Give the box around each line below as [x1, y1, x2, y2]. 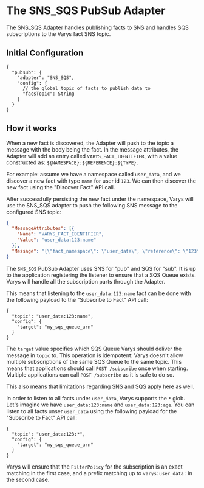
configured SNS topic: [6, 208, 62, 215]
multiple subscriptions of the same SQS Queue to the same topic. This [6, 358, 182, 365]
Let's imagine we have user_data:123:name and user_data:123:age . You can [6, 401, 195, 408]
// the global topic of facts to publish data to [22, 85, 151, 91]
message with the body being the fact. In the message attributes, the [6, 145, 179, 153]
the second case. [6, 476, 50, 483]
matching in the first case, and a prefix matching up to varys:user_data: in [6, 469, 192, 476]
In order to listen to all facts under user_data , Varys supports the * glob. [6, 394, 185, 402]
